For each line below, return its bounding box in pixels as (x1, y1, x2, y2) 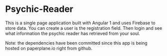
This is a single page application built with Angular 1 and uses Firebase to (5, 20, 156, 26)
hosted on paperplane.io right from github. (5, 45, 93, 51)
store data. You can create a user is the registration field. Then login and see (5, 25, 163, 31)
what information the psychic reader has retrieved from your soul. (5, 30, 141, 36)
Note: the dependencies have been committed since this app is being (5, 40, 148, 46)
